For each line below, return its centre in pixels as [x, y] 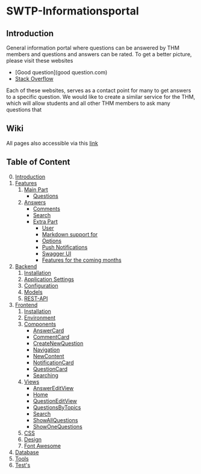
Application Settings [49, 279]
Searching [46, 375]
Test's [23, 465]
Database [27, 452]
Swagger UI [57, 253]
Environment [40, 317]
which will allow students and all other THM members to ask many [88, 103]
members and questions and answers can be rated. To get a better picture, [99, 54]
